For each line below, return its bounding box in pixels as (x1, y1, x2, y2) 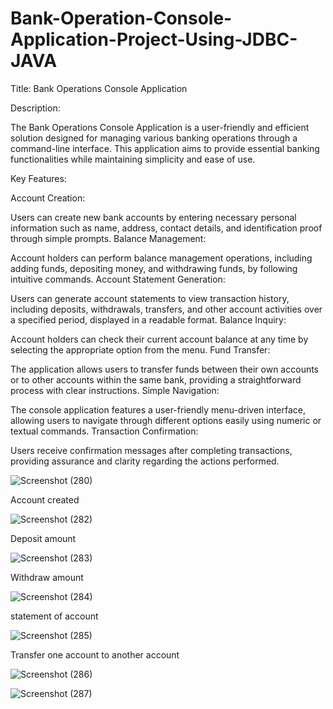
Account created (10, 493, 80, 506)
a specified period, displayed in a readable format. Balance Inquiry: (10, 313, 287, 326)
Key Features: (10, 172, 67, 184)
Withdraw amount (10, 571, 84, 583)
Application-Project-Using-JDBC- (10, 28, 298, 51)
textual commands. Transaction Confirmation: (10, 425, 199, 437)
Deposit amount (10, 532, 77, 544)
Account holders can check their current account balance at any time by (10, 333, 309, 345)
